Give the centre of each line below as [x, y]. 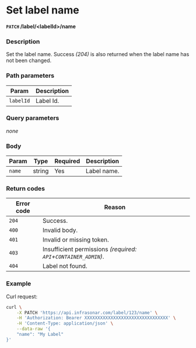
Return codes [26, 189]
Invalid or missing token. [76, 240]
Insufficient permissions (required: [90, 249]
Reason [115, 207]
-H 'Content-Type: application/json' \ [65, 323]
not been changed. [29, 61]
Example [19, 284]
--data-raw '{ [34, 329]
